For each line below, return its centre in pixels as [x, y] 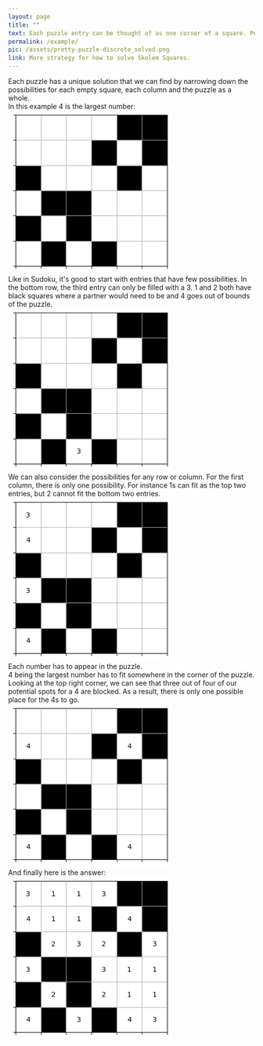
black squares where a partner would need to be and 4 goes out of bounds [129, 296]
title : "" [24, 25]
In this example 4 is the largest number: [72, 106]
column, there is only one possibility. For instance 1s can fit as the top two [127, 485]
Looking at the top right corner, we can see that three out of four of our [122, 683]
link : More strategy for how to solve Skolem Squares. [99, 58]
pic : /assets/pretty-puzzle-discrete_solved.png [89, 50]
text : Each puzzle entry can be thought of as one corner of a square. [127, 33]
